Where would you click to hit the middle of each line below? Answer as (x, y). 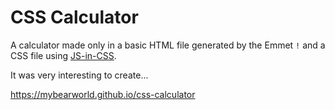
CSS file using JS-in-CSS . (63, 55)
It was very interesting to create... (79, 75)
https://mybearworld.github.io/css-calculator (103, 94)
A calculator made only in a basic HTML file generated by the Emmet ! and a (168, 45)
